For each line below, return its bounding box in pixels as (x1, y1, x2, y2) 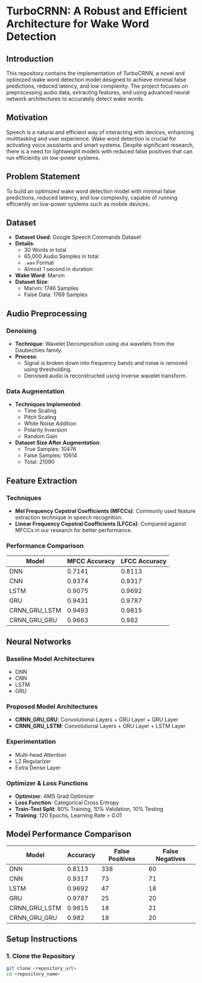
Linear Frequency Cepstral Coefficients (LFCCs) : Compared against (14, 520, 186, 527)
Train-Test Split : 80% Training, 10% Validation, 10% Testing (14, 805, 164, 812)
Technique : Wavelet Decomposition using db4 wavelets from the (14, 340, 174, 348)
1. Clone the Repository (6, 952, 75, 960)
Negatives (155, 854, 186, 863)
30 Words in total (23, 247, 67, 254)
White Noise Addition (23, 420, 77, 427)
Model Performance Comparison (6, 829, 132, 839)
